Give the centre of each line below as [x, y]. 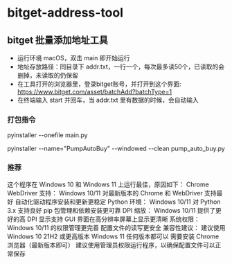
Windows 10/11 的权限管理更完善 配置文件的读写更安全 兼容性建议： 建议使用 [116, 227]
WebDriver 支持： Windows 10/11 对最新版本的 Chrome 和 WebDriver [105, 193]
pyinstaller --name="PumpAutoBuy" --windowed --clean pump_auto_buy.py [116, 149]
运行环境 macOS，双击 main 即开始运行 [73, 58]
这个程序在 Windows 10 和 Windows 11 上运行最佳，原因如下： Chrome [108, 184]
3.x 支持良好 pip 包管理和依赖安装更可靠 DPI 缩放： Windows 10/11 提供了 [111, 210]
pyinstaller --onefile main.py [47, 135]
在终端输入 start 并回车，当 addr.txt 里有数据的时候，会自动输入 [108, 100]
